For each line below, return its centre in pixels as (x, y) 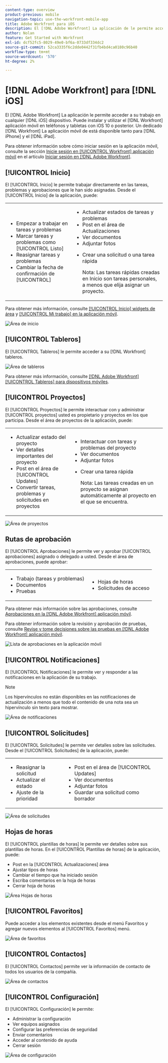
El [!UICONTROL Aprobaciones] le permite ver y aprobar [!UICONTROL (78, 551)
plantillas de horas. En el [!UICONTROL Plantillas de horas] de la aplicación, (83, 849)
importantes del (35, 456)
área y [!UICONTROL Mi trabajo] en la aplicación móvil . (62, 314)
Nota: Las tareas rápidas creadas (121, 272)
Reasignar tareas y (38, 255)
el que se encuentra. (104, 502)
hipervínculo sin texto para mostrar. (42, 707)
